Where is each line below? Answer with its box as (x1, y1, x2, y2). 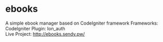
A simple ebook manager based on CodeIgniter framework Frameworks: (5, 20, 158, 26)
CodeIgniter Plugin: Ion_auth (5, 25, 65, 31)
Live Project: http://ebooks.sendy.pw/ (5, 31, 85, 37)
